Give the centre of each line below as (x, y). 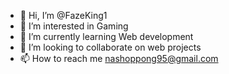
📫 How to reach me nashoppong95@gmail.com (119, 58)
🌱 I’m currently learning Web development (106, 36)
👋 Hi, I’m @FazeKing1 (63, 15)
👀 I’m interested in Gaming (74, 26)
